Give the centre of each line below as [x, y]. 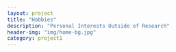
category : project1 [35, 38]
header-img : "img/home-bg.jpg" [52, 32]
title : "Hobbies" [32, 20]
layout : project [30, 13]
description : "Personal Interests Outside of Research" [88, 26]
